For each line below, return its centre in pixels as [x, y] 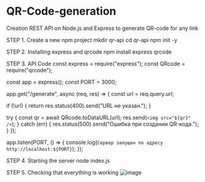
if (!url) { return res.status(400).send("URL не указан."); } [79, 106]
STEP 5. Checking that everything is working [62, 172]
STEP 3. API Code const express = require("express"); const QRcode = [96, 64]
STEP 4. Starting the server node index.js [58, 161]
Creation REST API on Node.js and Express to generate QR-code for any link [102, 28]
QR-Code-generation [61, 11]
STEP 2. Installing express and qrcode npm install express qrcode [89, 52]
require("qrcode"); [30, 70]
